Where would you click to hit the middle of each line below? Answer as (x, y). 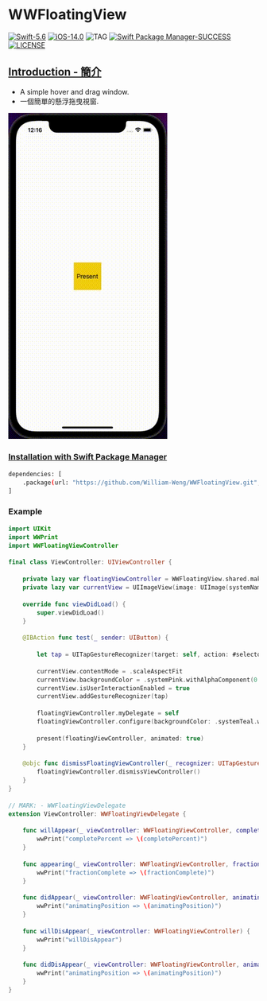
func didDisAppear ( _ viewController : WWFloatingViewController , (131, 965)
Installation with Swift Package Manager (88, 456)
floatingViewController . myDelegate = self (108, 713)
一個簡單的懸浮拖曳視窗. (59, 101)
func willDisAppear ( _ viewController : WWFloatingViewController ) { (136, 931)
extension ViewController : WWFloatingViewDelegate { (97, 814)
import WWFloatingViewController (64, 545)
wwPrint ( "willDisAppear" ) (80, 940)
